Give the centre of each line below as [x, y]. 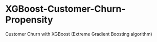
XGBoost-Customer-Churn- [66, 9]
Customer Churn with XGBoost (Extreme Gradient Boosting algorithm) [79, 34]
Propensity [29, 20]
